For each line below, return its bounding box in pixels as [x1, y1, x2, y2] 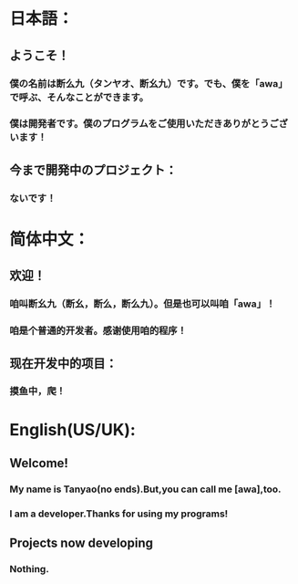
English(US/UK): [9, 419, 137, 440]
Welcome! [9, 455, 68, 471]
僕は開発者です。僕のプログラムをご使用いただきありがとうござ [9, 118, 289, 130]
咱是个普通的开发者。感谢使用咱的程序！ [9, 325, 187, 338]
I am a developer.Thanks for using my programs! [9, 507, 229, 520]
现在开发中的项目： [9, 355, 118, 370]
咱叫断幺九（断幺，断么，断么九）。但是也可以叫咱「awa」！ [9, 297, 276, 310]
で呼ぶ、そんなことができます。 [9, 90, 149, 103]
